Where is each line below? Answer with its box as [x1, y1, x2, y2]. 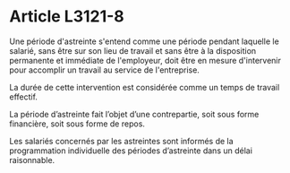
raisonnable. [9, 154, 55, 165]
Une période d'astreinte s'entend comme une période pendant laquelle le [9, 36, 279, 47]
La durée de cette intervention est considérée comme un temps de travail [9, 82, 280, 92]
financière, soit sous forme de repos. [9, 118, 146, 129]
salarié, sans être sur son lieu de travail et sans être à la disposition [9, 45, 257, 56]
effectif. [9, 91, 38, 102]
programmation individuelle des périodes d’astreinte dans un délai [9, 145, 253, 156]
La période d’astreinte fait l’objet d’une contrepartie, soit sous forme [9, 108, 260, 119]
